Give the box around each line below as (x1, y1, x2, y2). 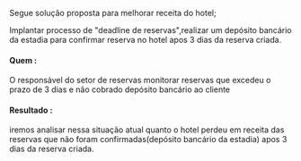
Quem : (9, 55, 38, 65)
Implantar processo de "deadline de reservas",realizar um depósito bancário (9, 25, 292, 35)
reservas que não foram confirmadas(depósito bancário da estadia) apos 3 (9, 134, 288, 145)
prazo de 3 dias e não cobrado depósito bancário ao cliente (9, 84, 231, 95)
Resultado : (9, 105, 53, 115)
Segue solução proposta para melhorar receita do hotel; (9, 8, 217, 18)
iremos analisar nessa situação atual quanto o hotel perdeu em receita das (9, 124, 285, 135)
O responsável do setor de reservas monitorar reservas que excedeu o (9, 75, 271, 86)
